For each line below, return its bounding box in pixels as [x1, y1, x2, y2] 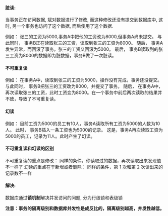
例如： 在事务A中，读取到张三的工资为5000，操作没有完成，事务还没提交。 [5, 77, 162, 83]
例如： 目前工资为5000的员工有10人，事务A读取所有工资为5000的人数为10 [5, 121, 160, 127]
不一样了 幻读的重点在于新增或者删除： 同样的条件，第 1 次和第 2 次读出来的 [5, 164, 163, 170]
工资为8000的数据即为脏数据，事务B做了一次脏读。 [9, 53, 117, 59]
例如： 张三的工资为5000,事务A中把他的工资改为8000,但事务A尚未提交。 [5, 34, 156, 40]
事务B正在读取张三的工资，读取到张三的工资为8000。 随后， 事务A [24, 40, 163, 46]
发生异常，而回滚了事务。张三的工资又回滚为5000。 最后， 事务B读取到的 [5, 46, 159, 52]
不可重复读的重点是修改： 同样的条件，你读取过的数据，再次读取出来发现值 [5, 157, 161, 163]
